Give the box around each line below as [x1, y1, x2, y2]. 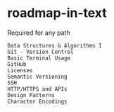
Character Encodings [7, 98, 68, 105]
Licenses [7, 67, 33, 74]
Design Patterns [7, 91, 55, 99]
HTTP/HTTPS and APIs [7, 85, 68, 93]
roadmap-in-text [7, 5, 107, 21]
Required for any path [7, 28, 70, 37]
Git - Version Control [7, 48, 74, 55]
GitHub [7, 60, 27, 68]
